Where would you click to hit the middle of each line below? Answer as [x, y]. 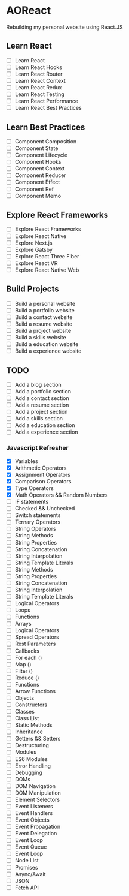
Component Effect [37, 182]
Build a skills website [41, 337]
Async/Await [30, 874]
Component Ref [34, 189]
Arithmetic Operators [41, 468]
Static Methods [33, 725]
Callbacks [27, 651]
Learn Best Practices [46, 127]
